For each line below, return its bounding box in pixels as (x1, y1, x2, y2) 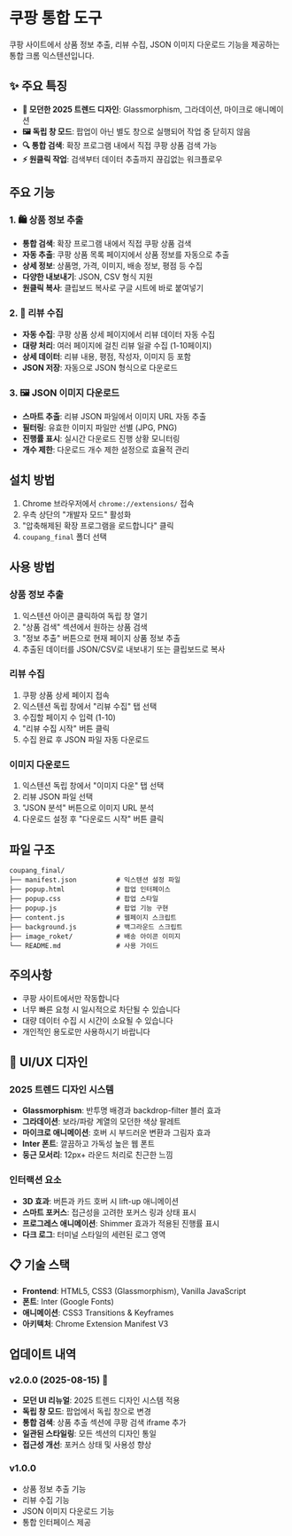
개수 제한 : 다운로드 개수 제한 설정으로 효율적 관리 (21, 444, 190, 455)
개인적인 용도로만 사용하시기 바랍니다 (21, 1026, 150, 1037)
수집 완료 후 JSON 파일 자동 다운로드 (21, 733, 150, 745)
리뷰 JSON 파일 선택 (21, 791, 94, 803)
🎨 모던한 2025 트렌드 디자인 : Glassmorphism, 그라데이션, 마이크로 (21, 104, 254, 114)
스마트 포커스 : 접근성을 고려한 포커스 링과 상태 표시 (21, 1207, 197, 1218)
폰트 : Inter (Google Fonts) (21, 1296, 115, 1306)
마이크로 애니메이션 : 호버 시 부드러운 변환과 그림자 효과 (21, 1127, 211, 1138)
